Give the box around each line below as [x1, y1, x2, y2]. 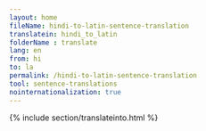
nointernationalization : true [9, 87, 122, 96]
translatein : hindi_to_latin [9, 29, 118, 38]
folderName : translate [9, 37, 98, 47]
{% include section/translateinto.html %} [9, 112, 159, 123]
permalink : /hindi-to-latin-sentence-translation [9, 71, 198, 80]
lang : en [9, 46, 42, 55]
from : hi [9, 54, 42, 63]
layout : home [9, 12, 58, 22]
